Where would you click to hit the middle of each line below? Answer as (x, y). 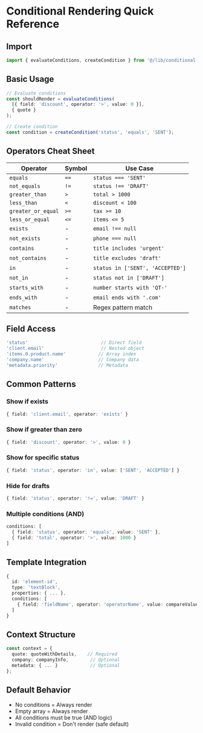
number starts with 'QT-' (130, 287)
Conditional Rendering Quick (80, 11)
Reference (33, 24)
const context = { (29, 649)
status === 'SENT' (119, 178)
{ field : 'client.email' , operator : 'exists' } (67, 414)
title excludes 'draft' (127, 258)
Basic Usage (30, 79)
